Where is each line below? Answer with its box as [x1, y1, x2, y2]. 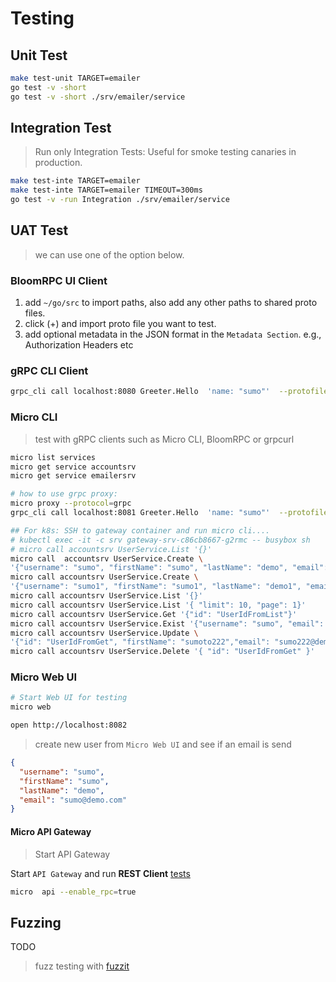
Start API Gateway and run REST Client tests [10, 867, 191, 879]
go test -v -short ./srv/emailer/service [10, 92, 186, 102]
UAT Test [10, 222, 69, 239]
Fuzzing [10, 914, 62, 931]
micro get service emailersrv [10, 471, 137, 481]
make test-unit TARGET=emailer [10, 73, 141, 83]
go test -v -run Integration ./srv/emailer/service [10, 195, 230, 205]
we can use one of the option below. [34, 248, 185, 261]
